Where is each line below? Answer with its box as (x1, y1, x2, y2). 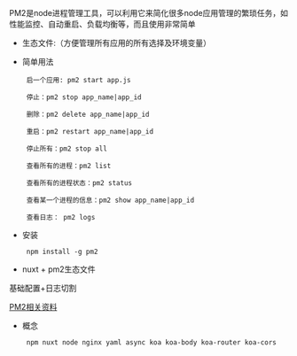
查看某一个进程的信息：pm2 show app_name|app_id (26, 196, 195, 205)
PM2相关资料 (9, 302, 58, 312)
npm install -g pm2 (26, 247, 98, 256)
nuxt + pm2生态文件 (21, 264, 96, 275)
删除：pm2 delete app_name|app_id (26, 110, 150, 119)
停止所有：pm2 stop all (26, 144, 108, 153)
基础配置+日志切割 (9, 282, 77, 293)
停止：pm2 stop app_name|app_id (26, 93, 142, 102)
